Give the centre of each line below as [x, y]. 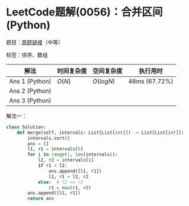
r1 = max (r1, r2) [70, 188]
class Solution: [26, 127]
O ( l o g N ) [104, 81]
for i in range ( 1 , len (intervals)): [73, 154]
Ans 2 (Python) [30, 91]
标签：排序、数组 [27, 54]
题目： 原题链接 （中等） [35, 42]
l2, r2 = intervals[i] [66, 160]
